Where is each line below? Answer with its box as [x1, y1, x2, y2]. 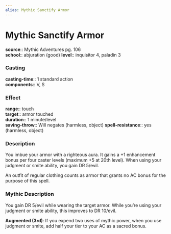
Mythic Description [5, 191, 55, 198]
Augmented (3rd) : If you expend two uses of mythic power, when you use [5, 217, 162, 223]
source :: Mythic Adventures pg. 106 [5, 46, 81, 53]
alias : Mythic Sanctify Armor [5, 7, 70, 13]
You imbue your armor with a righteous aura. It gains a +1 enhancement [5, 151, 156, 158]
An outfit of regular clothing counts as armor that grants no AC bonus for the [5, 172, 166, 178]
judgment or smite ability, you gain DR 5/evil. [5, 163, 100, 169]
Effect [5, 94, 21, 101]
